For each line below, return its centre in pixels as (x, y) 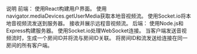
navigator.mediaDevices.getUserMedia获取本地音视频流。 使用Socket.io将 (96, 16)
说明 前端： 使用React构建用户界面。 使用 (56, 9)
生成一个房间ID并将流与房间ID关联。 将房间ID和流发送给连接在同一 (107, 38)
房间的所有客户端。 (29, 45)
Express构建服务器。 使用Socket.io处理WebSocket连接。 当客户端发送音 (94, 31)
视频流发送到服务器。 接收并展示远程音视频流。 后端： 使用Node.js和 (100, 23)
